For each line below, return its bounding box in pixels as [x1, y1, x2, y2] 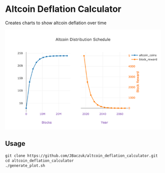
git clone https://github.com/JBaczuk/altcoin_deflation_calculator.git [5, 153, 158, 158]
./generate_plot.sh [5, 163, 45, 168]
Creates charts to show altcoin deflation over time [5, 20, 107, 26]
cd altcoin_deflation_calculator [5, 158, 74, 163]
